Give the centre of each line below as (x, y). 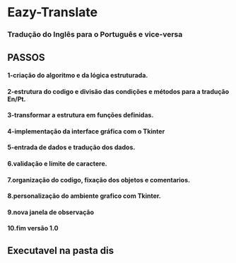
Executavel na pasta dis (61, 251)
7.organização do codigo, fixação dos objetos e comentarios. (99, 180)
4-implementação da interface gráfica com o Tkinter (86, 131)
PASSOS (26, 57)
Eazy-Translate (52, 12)
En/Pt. (17, 99)
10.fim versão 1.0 (33, 228)
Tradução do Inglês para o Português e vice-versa (95, 35)
